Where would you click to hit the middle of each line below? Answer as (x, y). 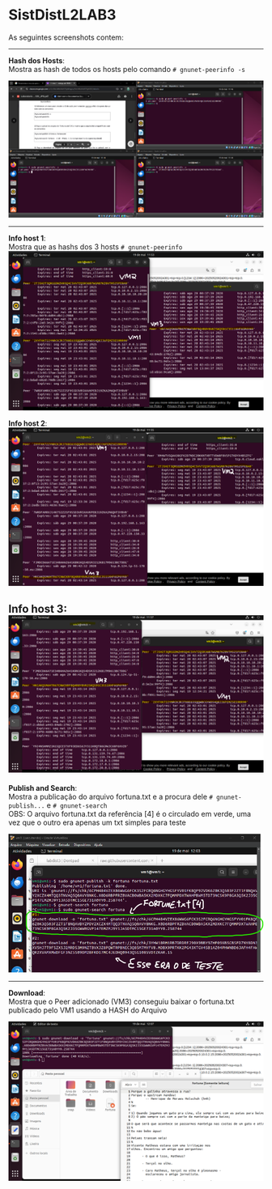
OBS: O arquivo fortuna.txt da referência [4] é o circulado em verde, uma (130, 814)
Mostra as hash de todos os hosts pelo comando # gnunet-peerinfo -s (127, 69)
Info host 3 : (38, 609)
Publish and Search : (43, 788)
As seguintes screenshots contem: (66, 37)
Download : (27, 993)
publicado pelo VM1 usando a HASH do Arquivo (88, 1010)
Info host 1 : (27, 238)
